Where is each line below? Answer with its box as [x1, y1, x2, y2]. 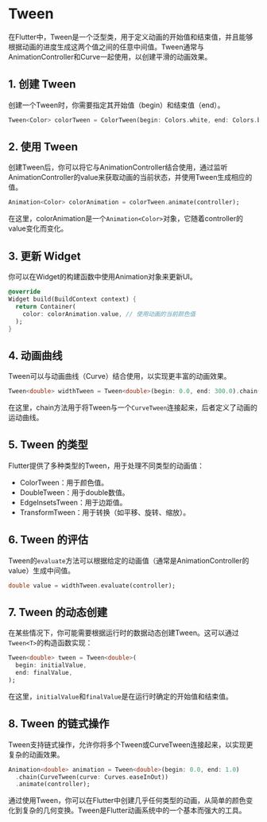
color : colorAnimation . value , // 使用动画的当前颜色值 [22, 310, 196, 318]
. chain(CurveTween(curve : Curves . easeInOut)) [15, 773, 169, 781]
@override [8, 288, 41, 296]
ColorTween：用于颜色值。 [19, 477, 109, 487]
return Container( [15, 302, 77, 310]
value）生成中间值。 [8, 566, 75, 575]
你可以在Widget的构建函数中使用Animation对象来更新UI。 [8, 272, 197, 282]
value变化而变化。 [8, 224, 68, 233]
